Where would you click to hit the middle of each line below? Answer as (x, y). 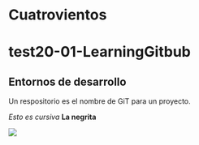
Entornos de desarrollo (67, 81)
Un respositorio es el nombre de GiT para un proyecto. (99, 101)
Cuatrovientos (58, 15)
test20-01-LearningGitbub (99, 52)
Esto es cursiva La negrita (52, 117)
